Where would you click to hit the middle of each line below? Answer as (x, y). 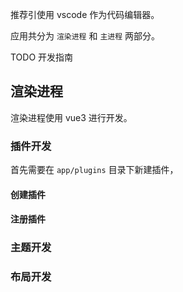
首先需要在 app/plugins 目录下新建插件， (94, 170)
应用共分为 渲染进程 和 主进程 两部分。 (85, 36)
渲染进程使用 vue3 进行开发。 (71, 117)
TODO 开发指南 (42, 57)
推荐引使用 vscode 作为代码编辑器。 (85, 14)
